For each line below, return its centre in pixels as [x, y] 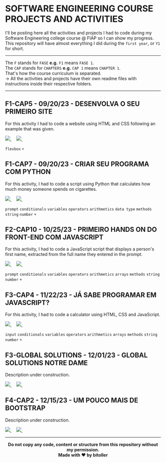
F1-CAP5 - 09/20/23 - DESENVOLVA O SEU [72, 104]
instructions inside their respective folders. [49, 84]
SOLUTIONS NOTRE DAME [46, 363]
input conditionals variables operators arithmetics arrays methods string [81, 335]
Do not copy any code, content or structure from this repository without [83, 444]
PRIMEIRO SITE [29, 112]
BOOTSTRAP [25, 408]
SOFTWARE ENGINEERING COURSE [79, 9]
